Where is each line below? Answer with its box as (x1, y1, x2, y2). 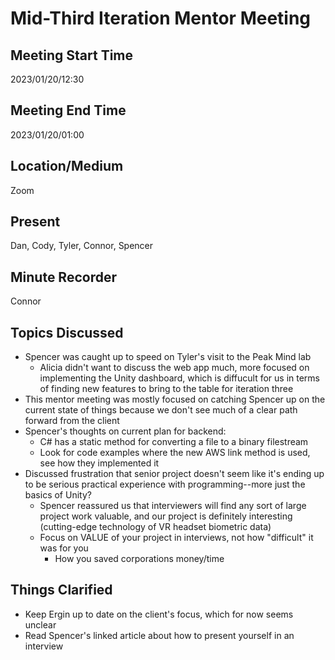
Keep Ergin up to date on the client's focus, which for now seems (24, 608, 294, 620)
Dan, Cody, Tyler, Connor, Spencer (10, 240, 154, 252)
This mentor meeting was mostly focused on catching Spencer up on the (24, 393, 326, 406)
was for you (39, 542, 89, 554)
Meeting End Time (10, 102, 127, 119)
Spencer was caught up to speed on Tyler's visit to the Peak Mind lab (24, 351, 312, 363)
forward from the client (24, 415, 120, 427)
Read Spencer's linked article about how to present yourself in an (24, 629, 295, 641)
